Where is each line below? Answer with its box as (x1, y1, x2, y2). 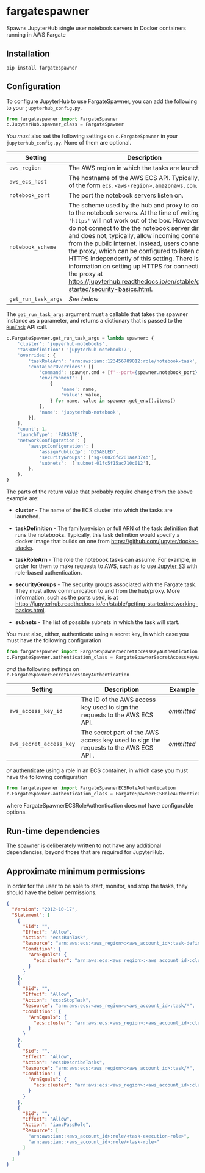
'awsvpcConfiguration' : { (28, 443, 95, 449)
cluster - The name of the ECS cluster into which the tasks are (15, 506, 173, 514)
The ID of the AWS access (81, 695, 156, 704)
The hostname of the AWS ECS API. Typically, (68, 174, 200, 182)
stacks (15, 544, 32, 551)
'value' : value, (60, 392, 103, 398)
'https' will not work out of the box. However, (68, 217, 201, 225)
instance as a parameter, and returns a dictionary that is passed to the (6, 317, 183, 325)
